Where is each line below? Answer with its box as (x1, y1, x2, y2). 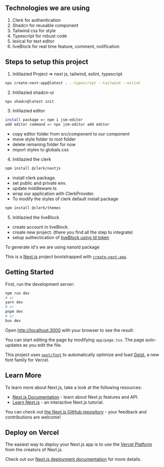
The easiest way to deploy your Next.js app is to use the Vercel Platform (5, 441, 153, 447)
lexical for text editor (12, 38, 55, 44)
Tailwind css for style (12, 27, 56, 34)
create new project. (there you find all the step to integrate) (12, 229, 133, 235)
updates (5, 342, 22, 348)
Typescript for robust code (12, 33, 67, 39)
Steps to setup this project (5, 58, 88, 66)
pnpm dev (5, 309, 23, 314)
